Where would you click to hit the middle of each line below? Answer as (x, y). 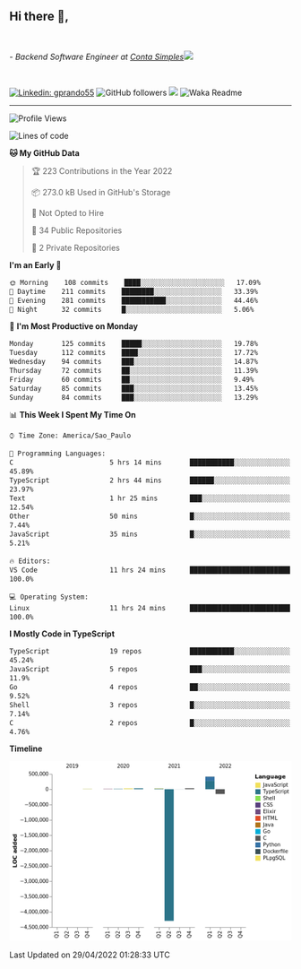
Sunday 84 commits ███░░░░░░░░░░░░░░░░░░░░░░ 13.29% (133, 397)
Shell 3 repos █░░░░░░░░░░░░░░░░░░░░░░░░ (150, 705)
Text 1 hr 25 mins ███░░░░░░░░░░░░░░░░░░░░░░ (150, 498)
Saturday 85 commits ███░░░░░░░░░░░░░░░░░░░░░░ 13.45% (133, 388)
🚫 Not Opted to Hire (68, 212)
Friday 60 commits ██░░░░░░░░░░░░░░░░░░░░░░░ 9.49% (132, 379)
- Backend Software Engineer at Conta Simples (97, 56)
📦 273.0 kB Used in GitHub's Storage (101, 192)
